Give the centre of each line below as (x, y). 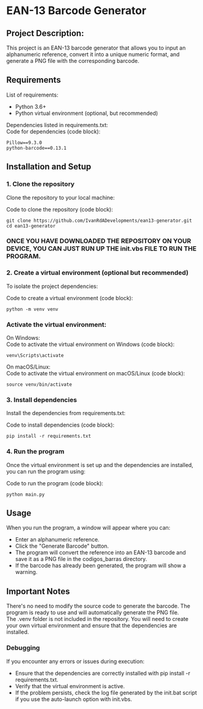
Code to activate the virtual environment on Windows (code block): (91, 344)
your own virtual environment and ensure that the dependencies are (92, 626)
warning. (26, 572)
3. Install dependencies (42, 400)
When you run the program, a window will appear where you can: (88, 528)
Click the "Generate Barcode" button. (62, 546)
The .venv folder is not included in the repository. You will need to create (98, 619)
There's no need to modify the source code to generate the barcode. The (98, 606)
